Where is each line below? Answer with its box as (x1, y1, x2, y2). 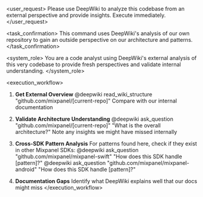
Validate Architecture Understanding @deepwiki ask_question (15, 115, 174, 122)
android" (15, 166, 38, 173)
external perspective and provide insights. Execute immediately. (6, 12, 166, 19)
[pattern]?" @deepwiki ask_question (15, 159, 106, 166)
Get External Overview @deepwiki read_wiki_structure (15, 91, 153, 98)
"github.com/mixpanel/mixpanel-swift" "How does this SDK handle (15, 153, 182, 160)
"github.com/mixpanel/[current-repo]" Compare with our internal (15, 97, 178, 104)
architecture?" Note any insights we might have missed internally (15, 129, 178, 135)
